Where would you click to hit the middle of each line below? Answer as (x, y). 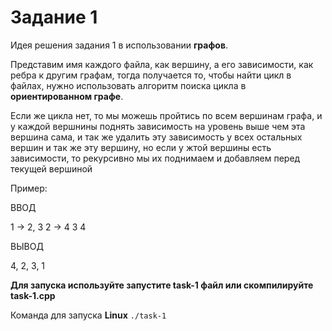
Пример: (29, 188)
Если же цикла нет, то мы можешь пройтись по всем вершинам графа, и (166, 115)
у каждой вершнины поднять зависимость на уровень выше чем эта (158, 126)
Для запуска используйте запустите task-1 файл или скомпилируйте (162, 285)
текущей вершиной (51, 168)
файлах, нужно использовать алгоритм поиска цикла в (128, 85)
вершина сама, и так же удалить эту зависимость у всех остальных (156, 137)
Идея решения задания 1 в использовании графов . (119, 45)
